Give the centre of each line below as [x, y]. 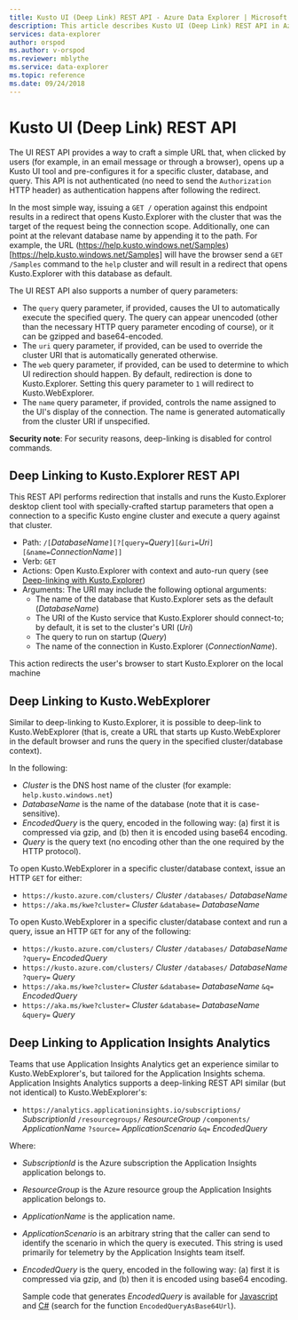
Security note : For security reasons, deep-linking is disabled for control [141, 438]
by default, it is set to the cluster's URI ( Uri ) [114, 628]
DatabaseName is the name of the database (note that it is [129, 804]
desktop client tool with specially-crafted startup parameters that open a [141, 507]
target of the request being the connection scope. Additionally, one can [140, 226]
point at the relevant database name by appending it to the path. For [133, 236]
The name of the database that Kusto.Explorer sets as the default [154, 599]
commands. [31, 448]
